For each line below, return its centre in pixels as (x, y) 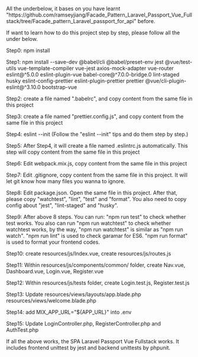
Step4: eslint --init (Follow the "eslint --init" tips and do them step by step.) (97, 134)
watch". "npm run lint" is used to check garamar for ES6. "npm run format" (97, 236)
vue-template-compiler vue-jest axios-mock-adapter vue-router (96, 68)
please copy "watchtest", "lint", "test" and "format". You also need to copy (96, 199)
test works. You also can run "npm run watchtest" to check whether (89, 223)
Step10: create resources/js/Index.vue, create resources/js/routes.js (89, 254)
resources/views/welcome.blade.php (51, 301)
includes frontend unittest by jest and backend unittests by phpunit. (88, 348)
